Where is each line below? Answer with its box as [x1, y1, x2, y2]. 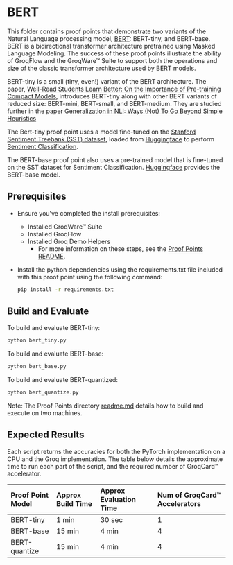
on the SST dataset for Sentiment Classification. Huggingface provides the [7, 163, 221, 171]
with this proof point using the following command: [17, 272, 163, 281]
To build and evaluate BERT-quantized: [7, 376, 118, 384]
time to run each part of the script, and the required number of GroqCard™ [7, 462, 219, 470]
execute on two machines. [7, 409, 83, 417]
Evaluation [100, 494, 137, 504]
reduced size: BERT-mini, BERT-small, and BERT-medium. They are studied [7, 99, 222, 107]
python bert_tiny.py [7, 337, 67, 344]
